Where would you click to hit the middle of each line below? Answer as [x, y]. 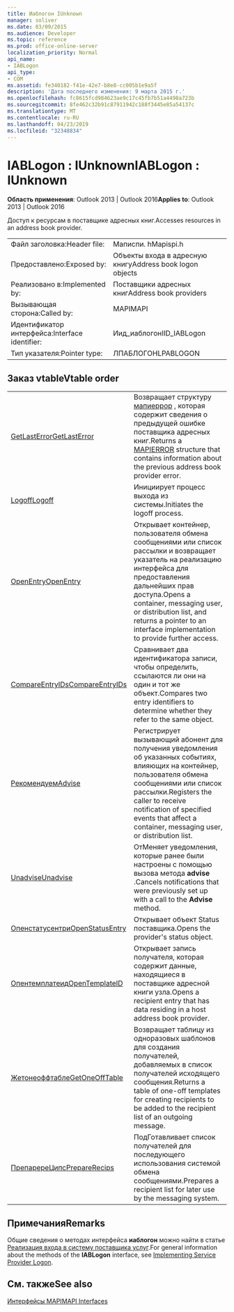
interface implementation [174, 630]
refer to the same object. [174, 719]
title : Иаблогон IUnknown [45, 14]
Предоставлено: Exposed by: [58, 264]
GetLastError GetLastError [52, 436]
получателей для [162, 1146]
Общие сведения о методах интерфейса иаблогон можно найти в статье [116, 1240]
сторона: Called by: [42, 313]
